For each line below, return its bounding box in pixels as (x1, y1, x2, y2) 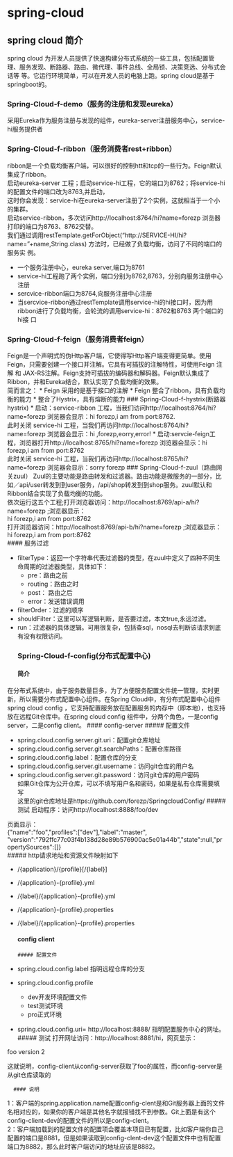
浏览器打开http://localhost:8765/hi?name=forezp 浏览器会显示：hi (19, 438, 208, 447)
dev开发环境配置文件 (27, 993, 87, 1001)
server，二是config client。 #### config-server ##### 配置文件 (7, 721, 191, 730)
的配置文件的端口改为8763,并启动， (7, 187, 109, 196)
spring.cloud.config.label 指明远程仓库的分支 (17, 965, 146, 973)
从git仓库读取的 (7, 1071, 51, 1079)
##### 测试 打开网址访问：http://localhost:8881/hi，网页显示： (17, 1034, 198, 1042)
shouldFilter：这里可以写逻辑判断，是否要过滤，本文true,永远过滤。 (17, 614, 210, 623)
